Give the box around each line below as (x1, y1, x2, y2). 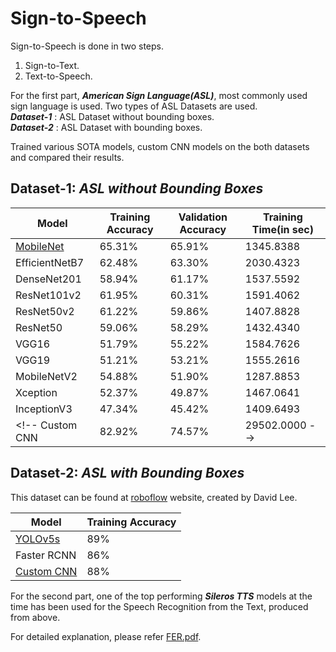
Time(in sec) (251, 222, 314, 236)
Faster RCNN (15, 548, 77, 562)
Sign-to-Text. (24, 59, 80, 71)
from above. (10, 611, 61, 623)
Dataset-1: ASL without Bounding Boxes (10, 180, 264, 197)
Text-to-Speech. (24, 70, 93, 82)
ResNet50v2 (15, 304, 75, 318)
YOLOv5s (15, 532, 61, 546)
